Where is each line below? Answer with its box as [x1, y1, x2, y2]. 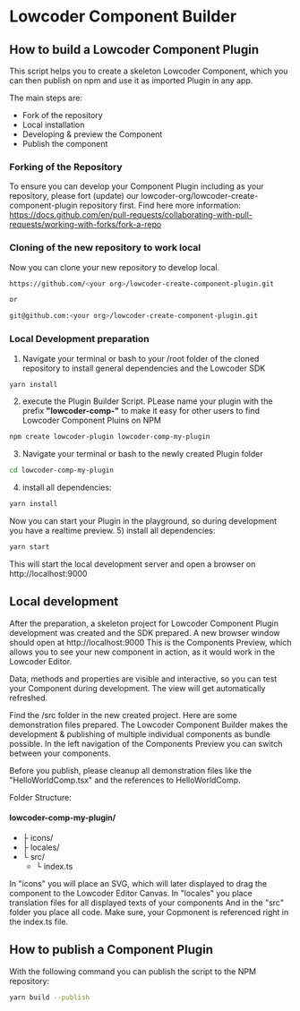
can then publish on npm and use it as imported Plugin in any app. [9, 75, 253, 86]
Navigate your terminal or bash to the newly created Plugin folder [21, 449, 264, 459]
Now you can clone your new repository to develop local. [9, 261, 220, 272]
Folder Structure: [9, 792, 72, 802]
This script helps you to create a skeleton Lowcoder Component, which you [9, 65, 288, 76]
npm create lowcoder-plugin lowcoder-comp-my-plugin [9, 433, 210, 441]
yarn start [9, 543, 50, 552]
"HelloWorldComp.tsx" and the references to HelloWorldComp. [9, 775, 241, 785]
